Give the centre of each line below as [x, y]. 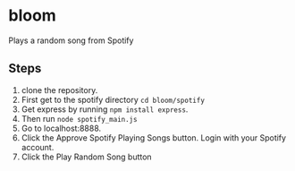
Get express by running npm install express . [105, 109]
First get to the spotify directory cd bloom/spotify [113, 99]
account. [38, 147]
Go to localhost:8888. [61, 128]
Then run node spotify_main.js [79, 118]
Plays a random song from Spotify [71, 40]
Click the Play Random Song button [87, 157]
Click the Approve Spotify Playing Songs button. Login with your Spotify [154, 137]
